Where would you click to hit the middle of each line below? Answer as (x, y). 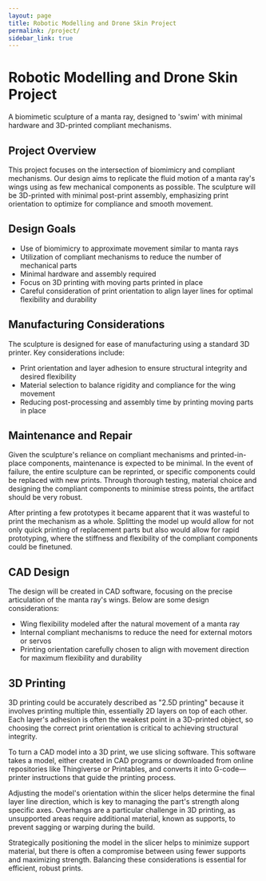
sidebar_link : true (41, 38)
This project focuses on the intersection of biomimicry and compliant (122, 170)
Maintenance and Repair (71, 436)
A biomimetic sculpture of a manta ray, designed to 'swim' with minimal (125, 117)
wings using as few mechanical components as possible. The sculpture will (132, 187)
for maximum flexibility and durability (81, 658)
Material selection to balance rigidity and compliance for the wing (127, 384)
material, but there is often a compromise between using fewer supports (127, 851)
